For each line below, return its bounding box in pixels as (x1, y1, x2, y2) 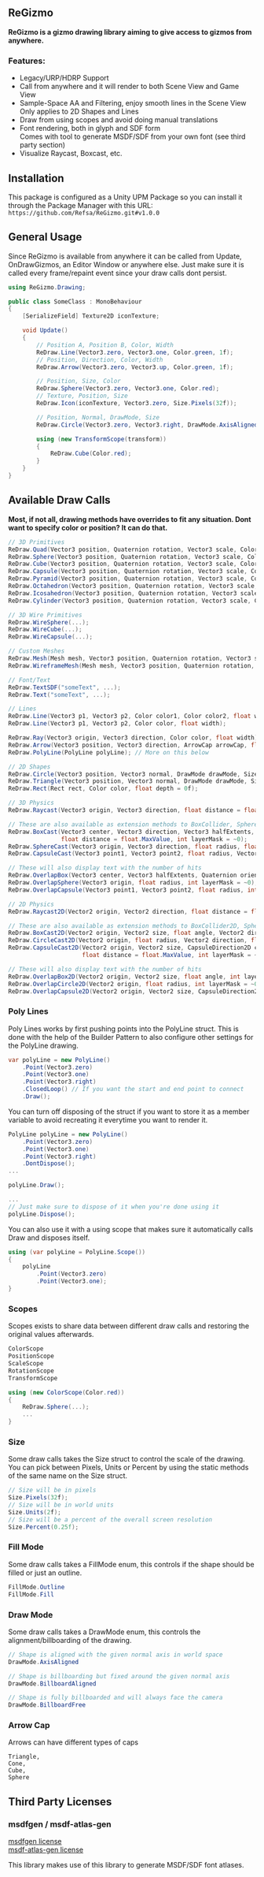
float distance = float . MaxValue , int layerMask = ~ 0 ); (60, 835, 247, 843)
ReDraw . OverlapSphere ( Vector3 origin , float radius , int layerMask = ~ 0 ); (8, 879, 258, 887)
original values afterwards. (8, 1330, 94, 1339)
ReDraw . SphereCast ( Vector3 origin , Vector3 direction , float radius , (8, 843, 241, 851)
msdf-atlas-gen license (8, 1845, 84, 1855)
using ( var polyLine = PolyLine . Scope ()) (8, 1248, 146, 1256)
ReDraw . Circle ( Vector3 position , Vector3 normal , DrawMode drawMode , (8, 770, 241, 778)
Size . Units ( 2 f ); (8, 1508, 61, 1516)
